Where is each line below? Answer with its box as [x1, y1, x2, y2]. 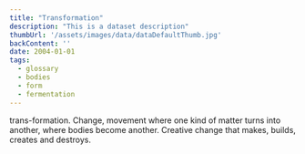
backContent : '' [9, 38, 71, 48]
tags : [9, 56, 30, 65]
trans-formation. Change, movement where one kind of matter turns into [9, 115, 281, 126]
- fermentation [17, 89, 76, 98]
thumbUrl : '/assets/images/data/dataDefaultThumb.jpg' [9, 30, 222, 39]
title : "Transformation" [9, 13, 104, 23]
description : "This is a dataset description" [9, 22, 189, 31]
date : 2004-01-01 [9, 47, 76, 56]
